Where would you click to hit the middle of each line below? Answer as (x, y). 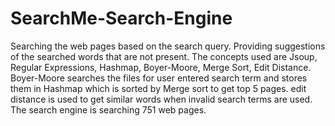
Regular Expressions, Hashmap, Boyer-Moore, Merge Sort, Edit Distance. (161, 67)
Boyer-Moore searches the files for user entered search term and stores (159, 78)
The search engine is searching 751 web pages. (108, 109)
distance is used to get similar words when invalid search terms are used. (161, 99)
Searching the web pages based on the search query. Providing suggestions (168, 46)
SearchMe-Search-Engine (121, 18)
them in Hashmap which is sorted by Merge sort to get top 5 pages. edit (158, 88)
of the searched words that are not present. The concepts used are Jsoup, (164, 56)
